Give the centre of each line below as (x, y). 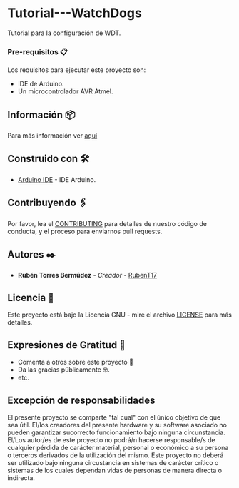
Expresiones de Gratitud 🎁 (67, 345)
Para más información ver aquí (52, 136)
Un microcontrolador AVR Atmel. (65, 91)
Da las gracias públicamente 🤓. (64, 370)
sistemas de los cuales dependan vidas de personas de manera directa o (115, 470)
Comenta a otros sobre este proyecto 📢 (76, 362)
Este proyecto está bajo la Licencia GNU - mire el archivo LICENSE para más (119, 315)
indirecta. (21, 478)
